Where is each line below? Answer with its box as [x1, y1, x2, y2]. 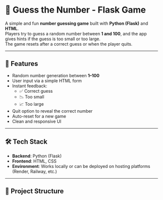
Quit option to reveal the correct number [12, 108, 93, 114]
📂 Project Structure [5, 187, 64, 195]
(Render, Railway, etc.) [12, 168, 57, 174]
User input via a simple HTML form [12, 78, 82, 83]
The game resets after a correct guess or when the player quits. [5, 41, 132, 47]
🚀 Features [5, 60, 38, 68]
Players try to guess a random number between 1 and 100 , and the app [5, 31, 147, 36]
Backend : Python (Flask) [12, 153, 62, 159]
